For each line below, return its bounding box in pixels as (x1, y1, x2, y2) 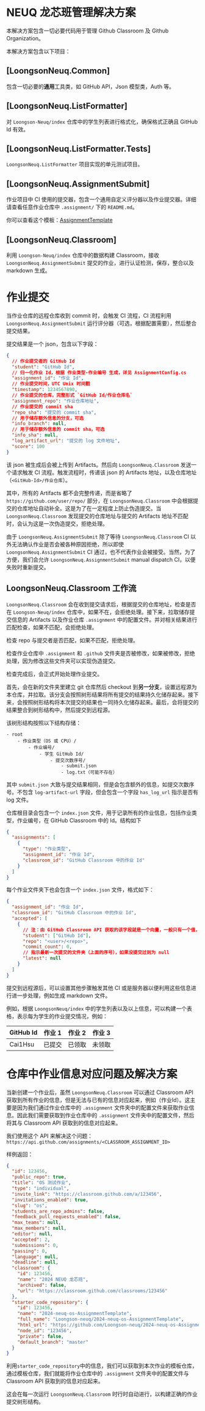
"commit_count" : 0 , (22, 944, 72, 950)
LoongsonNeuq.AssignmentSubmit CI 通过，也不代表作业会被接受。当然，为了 (6, 548, 196, 556)
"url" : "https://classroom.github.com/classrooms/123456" (17, 1287, 168, 1294)
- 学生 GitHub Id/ (38, 751, 84, 757)
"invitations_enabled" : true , (12, 1197, 88, 1203)
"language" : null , (12, 1254, 59, 1260)
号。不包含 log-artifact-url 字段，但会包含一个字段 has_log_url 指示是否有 (6, 788, 199, 795)
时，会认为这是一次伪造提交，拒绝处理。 (6, 519, 108, 527)
